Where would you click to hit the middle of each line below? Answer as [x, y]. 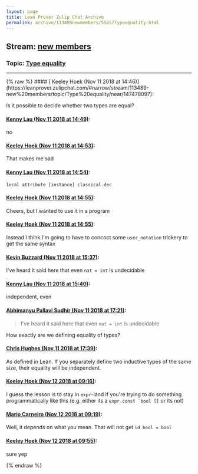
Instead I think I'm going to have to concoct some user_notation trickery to [97, 238]
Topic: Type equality [36, 63]
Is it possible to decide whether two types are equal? [70, 106]
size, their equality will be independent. [54, 368]
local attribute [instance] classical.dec [59, 185]
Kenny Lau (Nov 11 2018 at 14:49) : [48, 119]
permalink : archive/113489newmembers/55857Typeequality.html [83, 22]
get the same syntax [31, 244]
